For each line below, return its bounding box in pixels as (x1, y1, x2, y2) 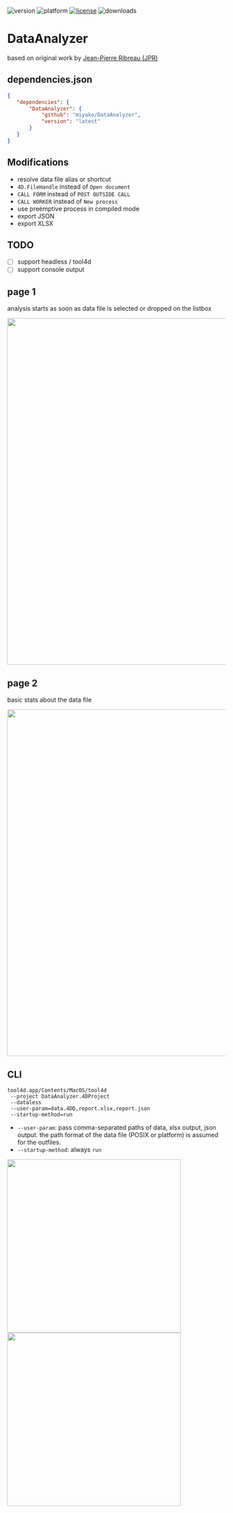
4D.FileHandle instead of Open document (17, 182, 130, 191)
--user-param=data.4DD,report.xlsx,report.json (10, 1105, 150, 1112)
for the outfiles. (17, 1138, 61, 1146)
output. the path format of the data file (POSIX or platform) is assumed (17, 1130, 218, 1139)
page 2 (7, 677, 38, 689)
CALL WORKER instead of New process (17, 197, 118, 205)
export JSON (17, 211, 55, 220)
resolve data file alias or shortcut (17, 175, 112, 183)
